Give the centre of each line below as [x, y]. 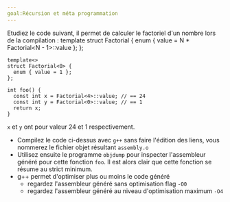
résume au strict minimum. [55, 169]
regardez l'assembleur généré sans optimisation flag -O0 [107, 184]
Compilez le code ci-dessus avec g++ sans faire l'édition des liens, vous [118, 140]
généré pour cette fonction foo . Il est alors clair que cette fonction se [114, 162]
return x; [27, 108]
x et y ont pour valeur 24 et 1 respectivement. [71, 127]
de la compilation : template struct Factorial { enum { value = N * [99, 40]
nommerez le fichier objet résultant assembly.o [83, 147]
